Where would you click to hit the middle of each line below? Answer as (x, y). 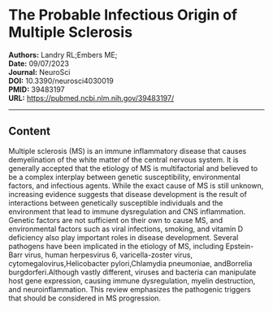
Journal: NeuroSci (39, 72)
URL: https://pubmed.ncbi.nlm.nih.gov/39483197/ (91, 98)
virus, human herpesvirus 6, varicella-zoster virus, (108, 255)
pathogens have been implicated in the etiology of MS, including (116, 246)
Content (30, 131)
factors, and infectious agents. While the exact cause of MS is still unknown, (136, 186)
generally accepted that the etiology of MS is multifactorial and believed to (133, 168)
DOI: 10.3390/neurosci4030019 (61, 81)
